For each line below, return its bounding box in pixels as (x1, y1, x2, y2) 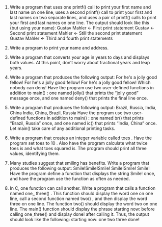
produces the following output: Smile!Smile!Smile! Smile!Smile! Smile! (9, 165, 150, 171)
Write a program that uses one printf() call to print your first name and (9, 4, 151, 10)
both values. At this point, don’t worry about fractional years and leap (9, 60, 150, 65)
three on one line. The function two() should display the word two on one (9, 201, 158, 206)
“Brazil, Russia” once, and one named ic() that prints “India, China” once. (9, 120, 157, 126)
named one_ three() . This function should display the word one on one (9, 191, 154, 196)
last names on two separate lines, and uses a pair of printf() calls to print (9, 15, 157, 20)
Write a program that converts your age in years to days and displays (9, 54, 150, 60)
